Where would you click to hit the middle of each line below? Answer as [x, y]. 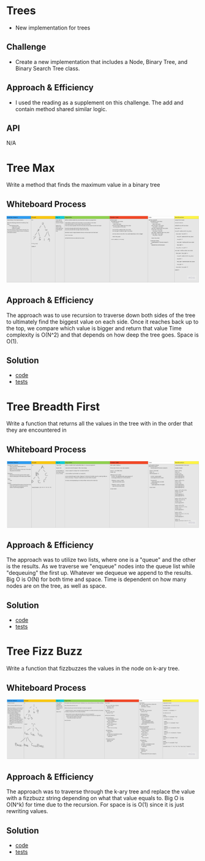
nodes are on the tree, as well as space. [57, 586]
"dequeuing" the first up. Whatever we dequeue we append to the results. [99, 573]
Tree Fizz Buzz [44, 651]
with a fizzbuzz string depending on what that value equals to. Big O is [95, 798]
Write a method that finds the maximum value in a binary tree [83, 185]
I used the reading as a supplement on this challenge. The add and [99, 103]
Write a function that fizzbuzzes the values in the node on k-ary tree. [93, 668]
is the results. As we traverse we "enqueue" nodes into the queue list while [101, 566]
